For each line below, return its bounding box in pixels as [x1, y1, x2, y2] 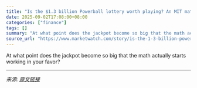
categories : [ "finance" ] [6, 19, 67, 25]
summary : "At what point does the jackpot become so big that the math [6, 31, 185, 36]
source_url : [6, 36, 35, 42]
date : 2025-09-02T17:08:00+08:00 [6, 14, 88, 20]
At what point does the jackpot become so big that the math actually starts [6, 52, 186, 59]
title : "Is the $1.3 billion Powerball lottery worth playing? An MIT [6, 8, 182, 15]
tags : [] [6, 25, 28, 31]
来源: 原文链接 [6, 76, 40, 83]
